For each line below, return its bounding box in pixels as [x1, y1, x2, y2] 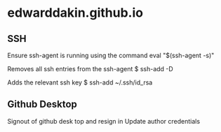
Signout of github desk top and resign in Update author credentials [7, 117, 201, 125]
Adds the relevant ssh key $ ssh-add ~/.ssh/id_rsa [7, 78, 153, 87]
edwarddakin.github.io [7, 5, 144, 21]
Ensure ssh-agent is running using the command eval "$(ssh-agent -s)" [7, 51, 215, 59]
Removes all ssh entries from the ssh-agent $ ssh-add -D [7, 65, 173, 73]
